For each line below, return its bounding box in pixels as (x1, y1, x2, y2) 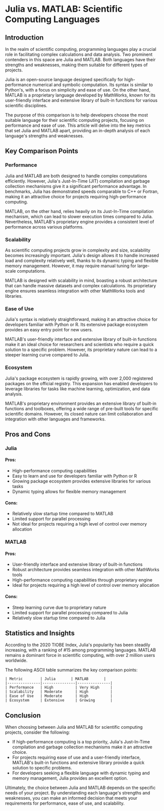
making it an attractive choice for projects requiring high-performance (5, 193, 147, 199)
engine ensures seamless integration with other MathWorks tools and (5, 288, 145, 294)
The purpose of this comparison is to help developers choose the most (5, 112, 148, 118)
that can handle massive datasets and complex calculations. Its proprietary (5, 282, 156, 288)
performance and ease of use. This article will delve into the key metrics (5, 122, 151, 128)
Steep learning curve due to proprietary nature (12, 604, 107, 610)
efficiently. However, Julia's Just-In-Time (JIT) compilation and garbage (5, 178, 150, 184)
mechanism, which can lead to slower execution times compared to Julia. (5, 213, 153, 219)
